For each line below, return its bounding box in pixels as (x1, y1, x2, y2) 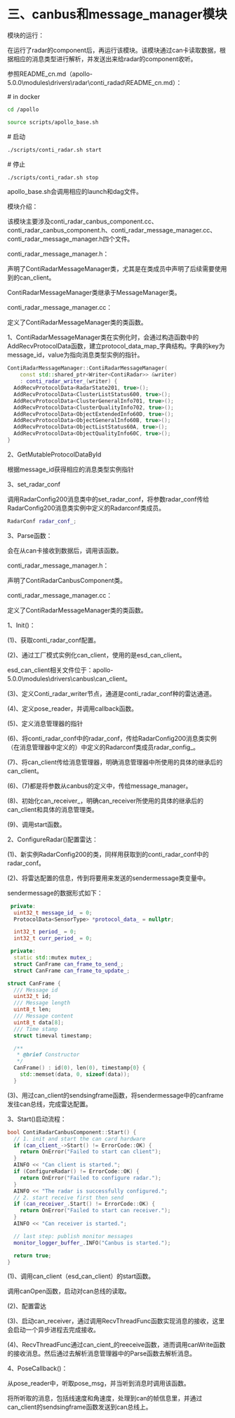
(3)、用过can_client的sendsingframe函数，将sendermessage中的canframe (7, 1091, 224, 1099)
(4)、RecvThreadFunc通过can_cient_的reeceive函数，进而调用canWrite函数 (7, 1341, 226, 1349)
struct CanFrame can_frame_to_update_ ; (13, 967, 130, 974)
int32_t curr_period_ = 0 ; (13, 935, 93, 942)
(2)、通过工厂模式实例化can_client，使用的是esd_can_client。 (7, 650, 186, 659)
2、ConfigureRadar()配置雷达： (7, 835, 98, 843)
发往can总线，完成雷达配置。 (7, 1100, 93, 1108)
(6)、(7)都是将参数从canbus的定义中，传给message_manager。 (7, 781, 192, 790)
